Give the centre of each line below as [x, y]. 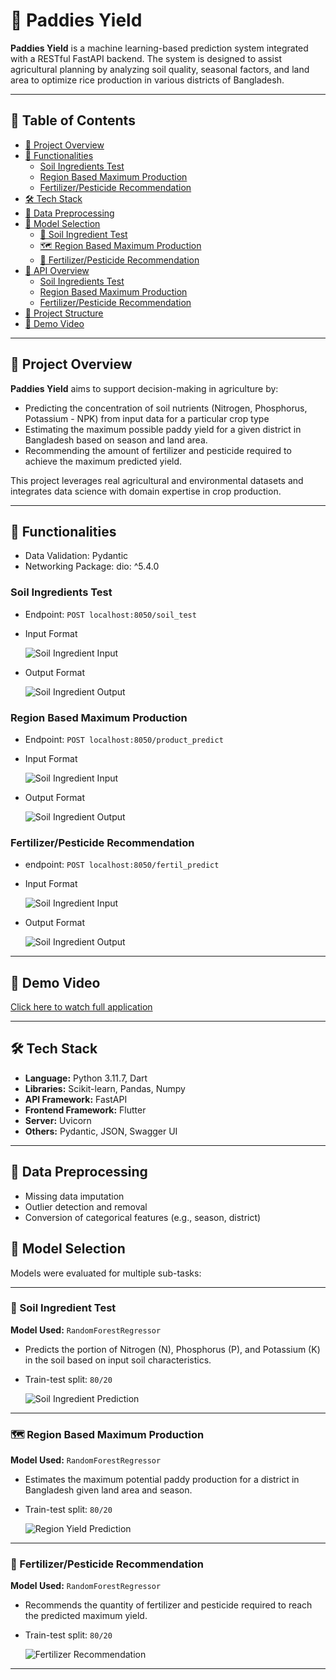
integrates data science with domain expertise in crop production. [146, 491]
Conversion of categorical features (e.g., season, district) [143, 1217]
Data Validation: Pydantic [76, 556]
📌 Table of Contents [73, 120]
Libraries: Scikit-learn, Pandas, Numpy [105, 1088]
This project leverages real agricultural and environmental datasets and [157, 480]
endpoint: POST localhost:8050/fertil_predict [122, 865]
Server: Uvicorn [58, 1120]
